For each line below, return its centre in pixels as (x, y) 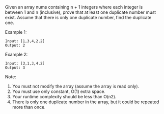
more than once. (29, 107)
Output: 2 (15, 46)
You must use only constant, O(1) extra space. (59, 91)
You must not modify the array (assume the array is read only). (76, 86)
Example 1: (16, 32)
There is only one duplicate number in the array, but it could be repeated (86, 102)
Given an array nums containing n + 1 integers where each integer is (74, 7)
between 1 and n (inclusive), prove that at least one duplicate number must (81, 12)
